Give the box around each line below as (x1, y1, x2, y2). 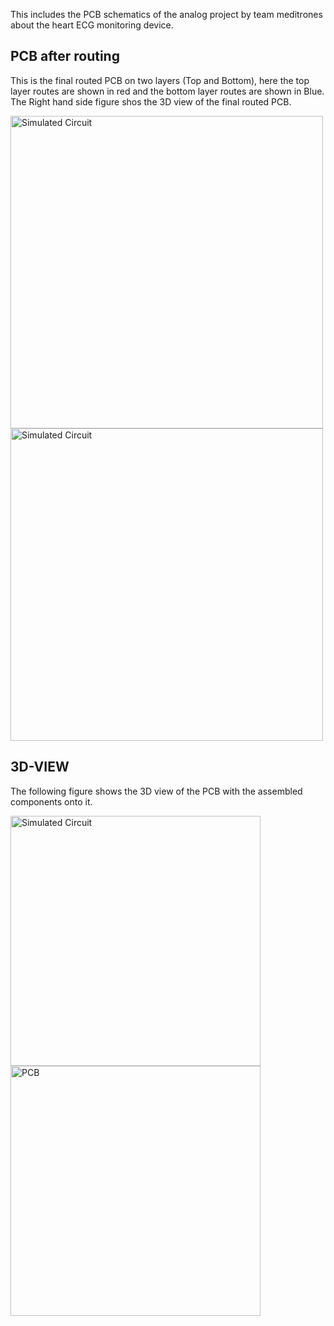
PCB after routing (10, 48, 120, 65)
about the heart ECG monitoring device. (10, 19, 174, 31)
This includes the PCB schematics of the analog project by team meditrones (10, 9, 323, 20)
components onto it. (10, 795, 93, 808)
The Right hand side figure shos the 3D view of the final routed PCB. (10, 95, 292, 108)
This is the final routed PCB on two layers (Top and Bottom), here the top (10, 74, 310, 86)
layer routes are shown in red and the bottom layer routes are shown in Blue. (10, 85, 325, 97)
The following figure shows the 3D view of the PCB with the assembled (10, 785, 303, 797)
